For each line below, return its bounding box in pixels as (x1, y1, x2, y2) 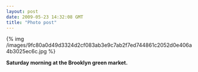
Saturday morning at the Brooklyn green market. (6, 59, 128, 66)
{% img (6, 36, 24, 43)
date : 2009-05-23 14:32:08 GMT (6, 14, 84, 20)
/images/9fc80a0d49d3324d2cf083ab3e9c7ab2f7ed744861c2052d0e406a (6, 42, 193, 49)
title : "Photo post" (6, 19, 58, 25)
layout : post (6, 8, 39, 15)
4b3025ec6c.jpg (6, 48, 47, 55)
